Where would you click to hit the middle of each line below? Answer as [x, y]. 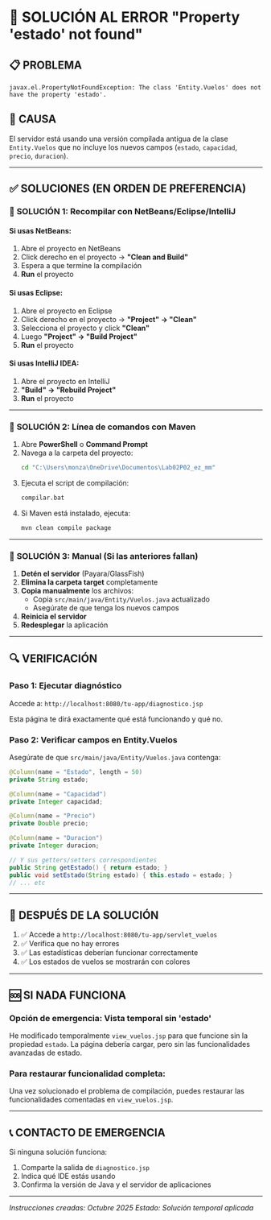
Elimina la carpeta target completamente [89, 582]
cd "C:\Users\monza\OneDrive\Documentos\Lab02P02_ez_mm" [118, 468]
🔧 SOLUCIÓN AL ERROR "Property [125, 17]
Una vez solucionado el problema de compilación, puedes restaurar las [127, 1091]
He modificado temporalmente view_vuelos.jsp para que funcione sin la [129, 1036]
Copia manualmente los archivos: [77, 590]
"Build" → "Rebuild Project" [68, 390]
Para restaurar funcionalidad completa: [87, 1073]
